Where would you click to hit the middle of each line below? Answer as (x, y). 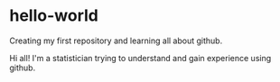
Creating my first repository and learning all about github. (116, 41)
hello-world (54, 16)
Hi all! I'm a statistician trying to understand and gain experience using (140, 58)
